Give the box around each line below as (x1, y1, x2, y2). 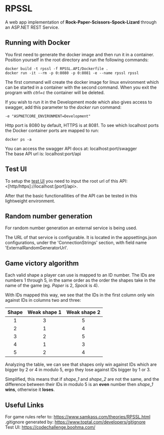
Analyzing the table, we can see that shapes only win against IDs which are (5, 362, 157, 367)
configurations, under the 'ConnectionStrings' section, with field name (5, 240, 147, 245)
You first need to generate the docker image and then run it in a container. (5, 51, 154, 57)
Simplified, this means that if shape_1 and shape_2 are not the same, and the (5, 376, 159, 382)
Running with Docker (5, 39, 70, 47)
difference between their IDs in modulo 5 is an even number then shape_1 (5, 382, 153, 387)
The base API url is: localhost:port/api (5, 150, 81, 157)
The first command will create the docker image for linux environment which (5, 79, 159, 85)
